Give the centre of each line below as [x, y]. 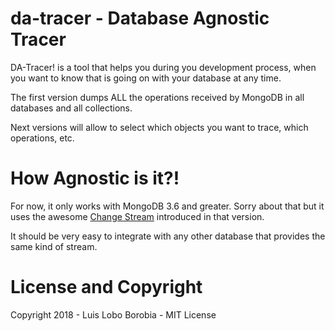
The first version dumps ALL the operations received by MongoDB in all [157, 97]
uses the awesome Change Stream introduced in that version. [137, 216]
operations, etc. [42, 138]
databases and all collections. [71, 108]
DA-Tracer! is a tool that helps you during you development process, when [163, 67]
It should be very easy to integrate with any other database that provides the [168, 236]
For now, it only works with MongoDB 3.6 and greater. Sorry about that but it [167, 206]
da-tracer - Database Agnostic [140, 18]
